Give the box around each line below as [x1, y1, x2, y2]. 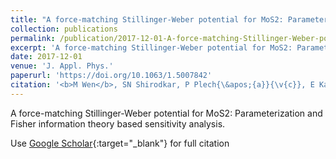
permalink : [10, 33, 56, 43]
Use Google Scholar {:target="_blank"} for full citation [10, 137, 230, 149]
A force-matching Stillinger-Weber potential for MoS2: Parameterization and [10, 107, 323, 119]
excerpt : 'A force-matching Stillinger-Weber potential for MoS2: [10, 42, 293, 53]
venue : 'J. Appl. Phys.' [10, 61, 114, 71]
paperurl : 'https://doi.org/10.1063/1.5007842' [10, 71, 213, 81]
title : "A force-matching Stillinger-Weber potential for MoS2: [10, 14, 284, 25]
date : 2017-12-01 [10, 52, 83, 62]
